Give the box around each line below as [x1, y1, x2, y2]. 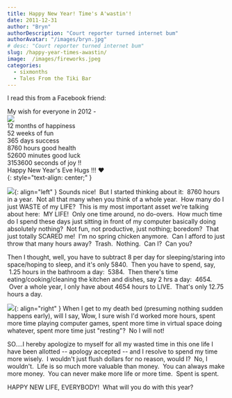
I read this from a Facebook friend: [7, 94, 106, 102]
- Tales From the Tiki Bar [13, 74, 92, 82]
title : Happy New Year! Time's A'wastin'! [7, 10, 132, 17]
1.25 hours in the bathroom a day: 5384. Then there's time [8, 268, 179, 276]
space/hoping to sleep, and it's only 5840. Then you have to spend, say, [7, 260, 216, 269]
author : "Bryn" [7, 23, 51, 30]
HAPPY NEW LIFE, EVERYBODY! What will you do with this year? [7, 383, 194, 392]
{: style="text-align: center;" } [7, 173, 92, 182]
